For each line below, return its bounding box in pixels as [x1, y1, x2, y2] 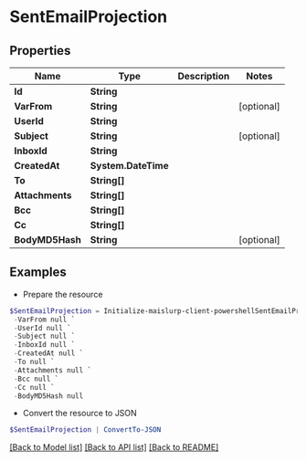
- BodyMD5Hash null [13, 391, 84, 401]
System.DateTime [90, 160, 169, 172]
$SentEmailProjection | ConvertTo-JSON [9, 425, 162, 435]
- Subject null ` [13, 331, 76, 341]
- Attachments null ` [13, 365, 92, 375]
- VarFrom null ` [13, 315, 76, 324]
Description [177, 70, 230, 82]
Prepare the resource [22, 288, 103, 299]
